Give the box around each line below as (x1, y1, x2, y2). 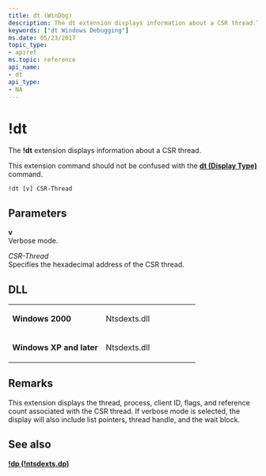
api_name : (8, 63, 41, 71)
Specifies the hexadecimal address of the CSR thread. (8, 259, 184, 270)
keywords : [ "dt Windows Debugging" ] (8, 26, 129, 34)
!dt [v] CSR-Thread (8, 185, 73, 193)
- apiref (8, 48, 37, 56)
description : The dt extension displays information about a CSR (8, 19, 228, 27)
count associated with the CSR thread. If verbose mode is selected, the (8, 406, 241, 416)
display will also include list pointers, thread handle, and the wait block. (8, 414, 240, 424)
